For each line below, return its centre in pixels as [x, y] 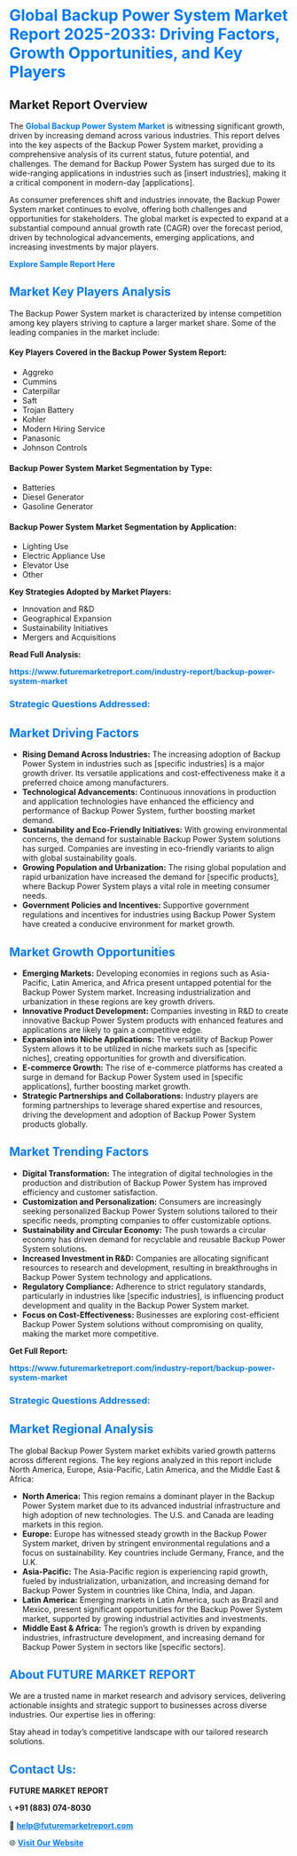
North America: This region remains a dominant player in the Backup [148, 1496]
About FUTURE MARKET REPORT [103, 1675]
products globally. [55, 1124]
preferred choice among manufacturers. [95, 783]
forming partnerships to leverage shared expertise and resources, [142, 1105]
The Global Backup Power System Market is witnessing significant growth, [147, 126]
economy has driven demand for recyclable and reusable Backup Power [154, 1239]
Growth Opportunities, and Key [126, 53]
